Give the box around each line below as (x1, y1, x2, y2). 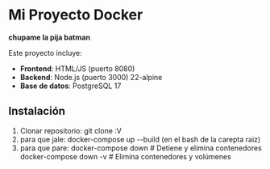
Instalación (8, 104, 66, 118)
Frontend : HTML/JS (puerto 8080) (19, 63, 135, 74)
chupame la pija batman (8, 32, 91, 42)
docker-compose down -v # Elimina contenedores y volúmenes (19, 151, 231, 161)
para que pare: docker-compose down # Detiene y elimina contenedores (19, 143, 262, 153)
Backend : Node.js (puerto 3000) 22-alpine (19, 72, 163, 82)
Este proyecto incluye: (8, 48, 82, 57)
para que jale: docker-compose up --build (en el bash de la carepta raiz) (19, 134, 261, 144)
